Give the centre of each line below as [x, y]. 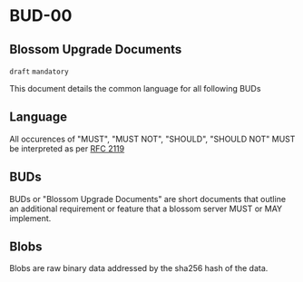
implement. [30, 218]
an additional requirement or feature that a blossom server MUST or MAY [146, 209]
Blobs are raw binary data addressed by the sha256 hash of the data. [139, 268]
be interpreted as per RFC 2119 [67, 148]
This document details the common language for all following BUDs [135, 88]
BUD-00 [41, 16]
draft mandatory [39, 72]
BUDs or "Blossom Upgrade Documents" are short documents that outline [148, 199]
